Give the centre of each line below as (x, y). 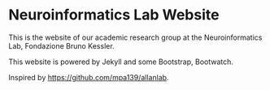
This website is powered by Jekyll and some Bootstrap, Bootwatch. (121, 62)
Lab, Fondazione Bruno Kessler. (62, 45)
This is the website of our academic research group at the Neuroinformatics (135, 37)
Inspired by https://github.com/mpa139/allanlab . (89, 77)
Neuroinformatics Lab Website (114, 15)
